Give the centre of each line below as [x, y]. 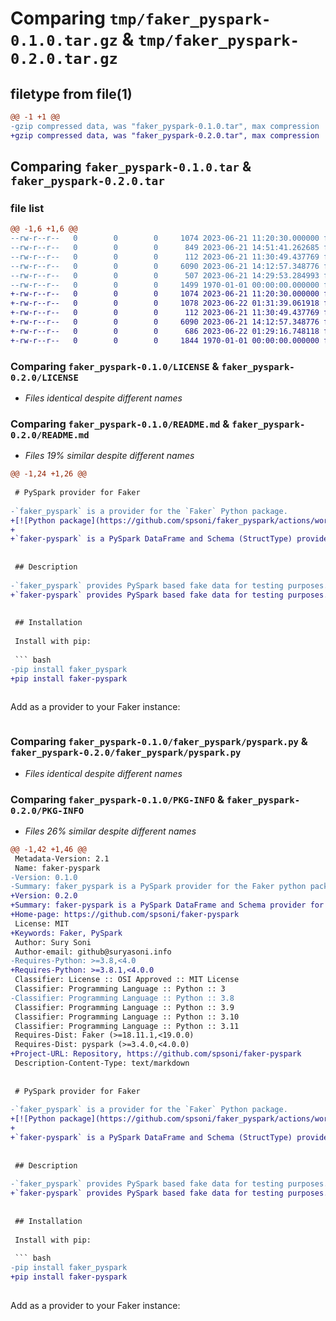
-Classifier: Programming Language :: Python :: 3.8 [122, 998]
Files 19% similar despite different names [109, 456]
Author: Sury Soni [53, 942]
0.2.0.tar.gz [64, 59]
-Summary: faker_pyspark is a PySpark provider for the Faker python [158, 887]
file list [27, 208]
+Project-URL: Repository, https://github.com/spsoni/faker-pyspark [156, 1054]
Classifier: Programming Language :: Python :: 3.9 [124, 1007]
